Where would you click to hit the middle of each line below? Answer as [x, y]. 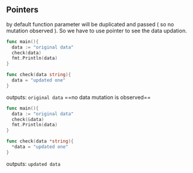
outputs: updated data [33, 163]
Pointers [23, 10]
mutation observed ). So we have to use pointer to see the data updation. [97, 31]
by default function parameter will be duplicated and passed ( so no [90, 24]
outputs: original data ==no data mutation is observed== [79, 97]
